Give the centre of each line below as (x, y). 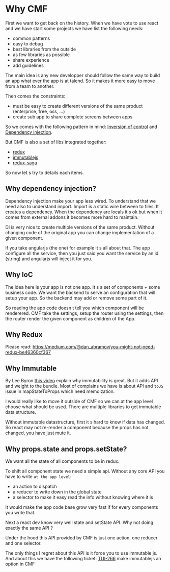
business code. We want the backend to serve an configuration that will (80, 292)
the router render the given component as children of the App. (70, 318)
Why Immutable (31, 368)
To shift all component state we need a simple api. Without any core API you (85, 471)
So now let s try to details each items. (45, 172)
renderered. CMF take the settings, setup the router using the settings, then (84, 313)
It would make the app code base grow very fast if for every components (82, 507)
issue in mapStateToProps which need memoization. (60, 391)
